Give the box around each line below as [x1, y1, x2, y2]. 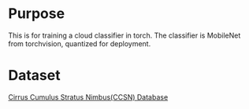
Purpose [8, 5, 65, 23]
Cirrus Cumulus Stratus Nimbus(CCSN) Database [8, 92, 169, 102]
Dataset [8, 67, 61, 85]
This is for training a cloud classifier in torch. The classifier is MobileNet [8, 31, 241, 40]
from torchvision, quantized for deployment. [8, 38, 151, 48]
